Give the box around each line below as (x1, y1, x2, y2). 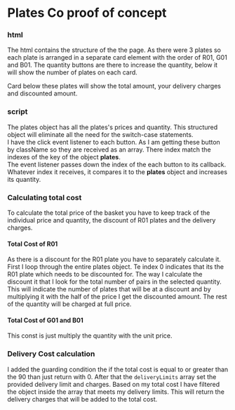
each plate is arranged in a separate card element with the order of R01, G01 (7, 53, 228, 62)
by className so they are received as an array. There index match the (7, 145, 212, 154)
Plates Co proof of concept (7, 5, 167, 21)
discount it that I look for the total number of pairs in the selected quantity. (7, 277, 222, 286)
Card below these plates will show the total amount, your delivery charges (7, 82, 221, 91)
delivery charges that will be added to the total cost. (7, 395, 158, 403)
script (7, 107, 28, 117)
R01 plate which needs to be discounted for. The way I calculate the (7, 270, 203, 279)
